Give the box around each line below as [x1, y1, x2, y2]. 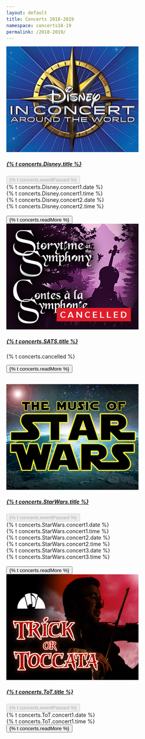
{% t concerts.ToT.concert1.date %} [6, 711, 95, 718]
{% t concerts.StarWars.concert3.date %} [6, 547, 111, 554]
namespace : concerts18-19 [6, 22, 71, 28]
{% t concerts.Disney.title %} [6, 160, 82, 167]
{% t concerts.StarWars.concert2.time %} [6, 540, 111, 548]
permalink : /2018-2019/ [6, 29, 66, 35]
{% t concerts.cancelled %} [6, 353, 76, 360]
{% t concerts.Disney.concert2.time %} [6, 203, 105, 210]
